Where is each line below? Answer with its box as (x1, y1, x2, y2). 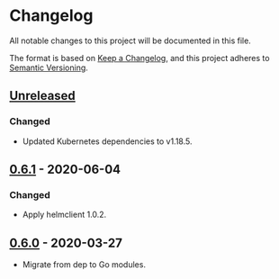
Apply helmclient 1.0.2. (22, 209, 107, 220)
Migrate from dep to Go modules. (22, 259, 147, 270)
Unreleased (9, 88, 76, 103)
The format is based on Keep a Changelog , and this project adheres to (9, 52, 270, 63)
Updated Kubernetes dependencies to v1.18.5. (22, 136, 193, 147)
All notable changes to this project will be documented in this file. (9, 35, 252, 46)
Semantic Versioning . (9, 62, 88, 73)
